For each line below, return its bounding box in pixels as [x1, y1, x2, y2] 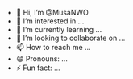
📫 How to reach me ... [15, 43, 91, 52]
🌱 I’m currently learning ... [15, 25, 102, 34]
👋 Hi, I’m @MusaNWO [15, 8, 89, 17]
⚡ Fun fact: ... [15, 63, 60, 73]
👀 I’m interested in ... [15, 16, 85, 26]
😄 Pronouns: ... [15, 54, 69, 64]
